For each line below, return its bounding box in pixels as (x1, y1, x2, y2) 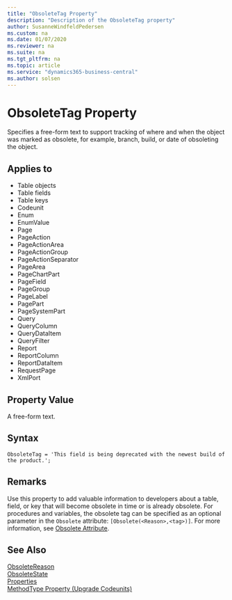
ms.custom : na (7, 29, 49, 37)
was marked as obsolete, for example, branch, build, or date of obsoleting (7, 135, 219, 143)
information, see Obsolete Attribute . (7, 523, 110, 532)
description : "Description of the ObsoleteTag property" (7, 17, 176, 24)
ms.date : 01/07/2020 (7, 36, 67, 43)
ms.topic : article (7, 62, 60, 69)
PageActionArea (17, 241, 65, 249)
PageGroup (17, 285, 51, 293)
